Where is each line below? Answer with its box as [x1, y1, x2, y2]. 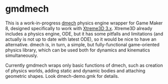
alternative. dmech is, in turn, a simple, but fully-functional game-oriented [5, 41, 160, 47]
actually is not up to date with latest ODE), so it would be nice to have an [5, 36, 156, 42]
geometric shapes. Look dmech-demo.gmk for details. [5, 73, 119, 79]
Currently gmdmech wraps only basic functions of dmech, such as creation [5, 62, 163, 68]
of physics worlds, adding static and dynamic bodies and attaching [5, 67, 146, 74]
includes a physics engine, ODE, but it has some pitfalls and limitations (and [5, 31, 163, 37]
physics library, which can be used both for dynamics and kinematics [5, 47, 150, 53]
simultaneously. [5, 52, 38, 59]
